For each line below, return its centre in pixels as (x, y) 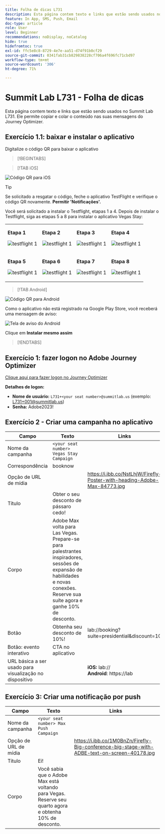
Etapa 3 (86, 233)
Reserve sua (67, 594)
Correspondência (28, 466)
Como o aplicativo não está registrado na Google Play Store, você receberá (81, 309)
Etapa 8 (120, 262)
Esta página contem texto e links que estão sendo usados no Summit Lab (79, 111)
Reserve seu (52, 800)
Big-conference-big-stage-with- (114, 747)
